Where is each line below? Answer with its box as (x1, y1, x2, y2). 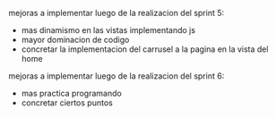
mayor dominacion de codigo (21, 35, 130, 45)
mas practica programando (21, 88, 122, 98)
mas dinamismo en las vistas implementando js (21, 25, 196, 35)
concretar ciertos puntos (21, 97, 113, 108)
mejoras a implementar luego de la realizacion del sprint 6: (8, 71, 225, 81)
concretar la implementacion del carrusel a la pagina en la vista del (21, 44, 269, 54)
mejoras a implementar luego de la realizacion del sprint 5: (8, 8, 225, 18)
